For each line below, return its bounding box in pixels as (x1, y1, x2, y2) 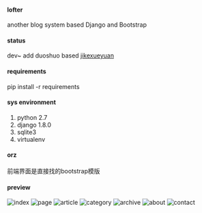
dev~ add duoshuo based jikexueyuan (7, 51, 115, 60)
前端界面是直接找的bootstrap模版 (7, 167, 100, 175)
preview (7, 183, 31, 191)
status (7, 36, 26, 45)
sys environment (7, 98, 57, 106)
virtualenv (16, 135, 46, 143)
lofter (7, 5, 23, 14)
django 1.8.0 (16, 121, 52, 129)
